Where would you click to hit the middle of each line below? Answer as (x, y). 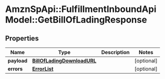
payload (17, 61)
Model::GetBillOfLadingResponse (76, 20)
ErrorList (43, 69)
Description (115, 52)
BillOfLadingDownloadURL (64, 61)
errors (15, 69)
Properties (22, 38)
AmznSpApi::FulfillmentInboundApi (81, 9)
